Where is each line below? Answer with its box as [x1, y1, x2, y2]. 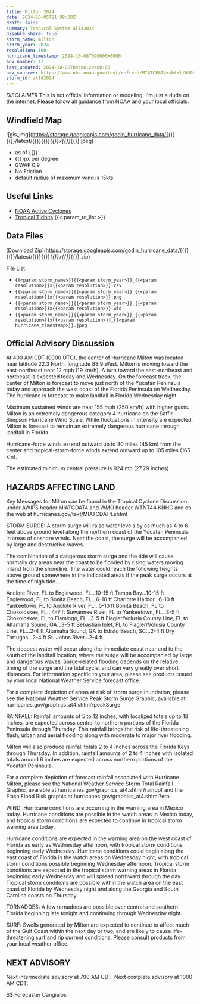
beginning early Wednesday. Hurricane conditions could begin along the [6, 847, 184, 855]
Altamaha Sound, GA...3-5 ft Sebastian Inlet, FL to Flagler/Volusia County [6, 621, 185, 629]
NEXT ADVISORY [6, 958, 71, 968]
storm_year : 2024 [6, 42, 49, 48]
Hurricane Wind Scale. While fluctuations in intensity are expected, [29, 416, 193, 424]
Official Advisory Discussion [6, 338, 115, 349]
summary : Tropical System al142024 [6, 25, 95, 32]
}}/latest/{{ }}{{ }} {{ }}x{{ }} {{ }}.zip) [10, 253, 90, 260]
